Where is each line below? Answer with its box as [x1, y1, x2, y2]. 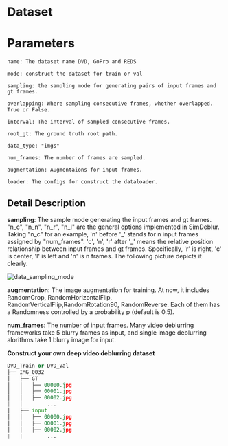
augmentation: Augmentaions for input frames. [7, 166, 143, 174]
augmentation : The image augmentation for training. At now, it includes [7, 286, 210, 294]
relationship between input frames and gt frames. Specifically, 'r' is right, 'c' [7, 245, 222, 253]
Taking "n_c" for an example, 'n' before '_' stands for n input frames [7, 230, 199, 238]
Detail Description [7, 197, 86, 209]
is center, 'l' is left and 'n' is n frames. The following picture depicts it [7, 252, 203, 260]
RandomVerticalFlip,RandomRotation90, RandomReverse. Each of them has [7, 300, 220, 309]
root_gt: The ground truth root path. [7, 131, 118, 137]
